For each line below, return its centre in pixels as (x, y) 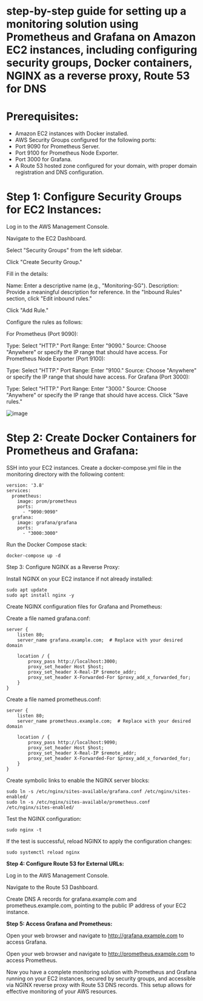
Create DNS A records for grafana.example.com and (72, 899)
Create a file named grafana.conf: (48, 618)
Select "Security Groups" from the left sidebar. (65, 250)
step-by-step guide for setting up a (96, 11)
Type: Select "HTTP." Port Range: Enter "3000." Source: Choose (86, 389)
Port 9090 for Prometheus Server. (57, 147)
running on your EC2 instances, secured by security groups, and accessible (101, 978)
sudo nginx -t (24, 830)
